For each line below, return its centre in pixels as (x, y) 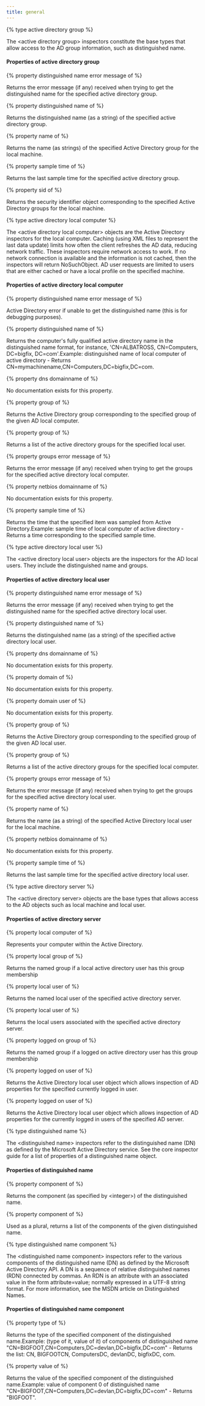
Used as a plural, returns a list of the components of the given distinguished (102, 1226)
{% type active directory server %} (50, 887)
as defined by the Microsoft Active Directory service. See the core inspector (102, 1149)
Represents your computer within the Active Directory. (75, 944)
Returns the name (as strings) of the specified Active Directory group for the (102, 148)
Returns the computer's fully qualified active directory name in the (90, 341)
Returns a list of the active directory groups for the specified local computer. (102, 767)
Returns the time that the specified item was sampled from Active (89, 522)
